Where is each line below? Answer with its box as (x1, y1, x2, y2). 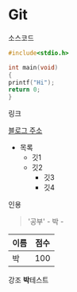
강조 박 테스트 (8, 275, 49, 285)
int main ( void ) (8, 63, 59, 71)
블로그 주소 (8, 126, 43, 135)
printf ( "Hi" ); (8, 78, 56, 86)
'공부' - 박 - (27, 217, 64, 226)
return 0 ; (8, 86, 41, 94)
